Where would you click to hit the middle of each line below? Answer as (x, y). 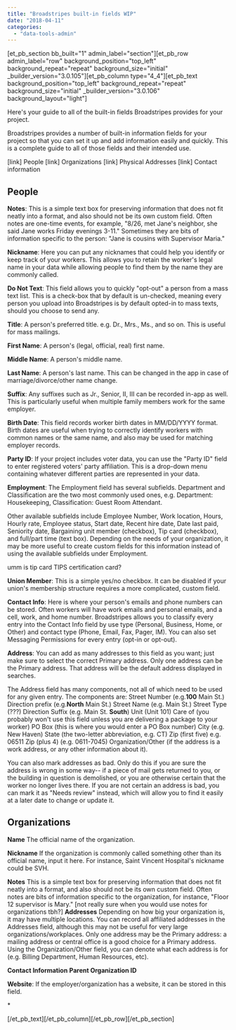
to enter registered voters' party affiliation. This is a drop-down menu (107, 467)
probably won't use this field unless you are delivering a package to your (112, 719)
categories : (25, 27)
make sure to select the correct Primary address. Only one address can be (115, 661)
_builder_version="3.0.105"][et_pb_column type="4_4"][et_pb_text (103, 76)
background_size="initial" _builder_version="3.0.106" (84, 91)
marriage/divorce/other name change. (63, 381)
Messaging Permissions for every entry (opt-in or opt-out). (92, 639)
